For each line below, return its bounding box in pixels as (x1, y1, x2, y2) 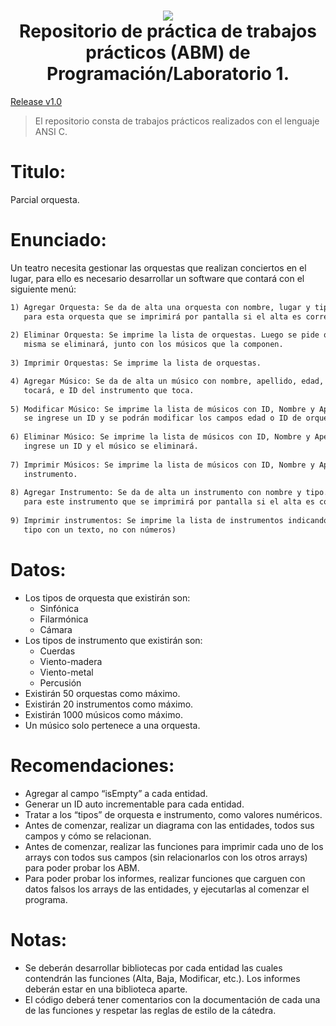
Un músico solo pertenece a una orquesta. (24, 719, 201, 731)
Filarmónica (39, 613, 89, 625)
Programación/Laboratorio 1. (46, 63, 290, 85)
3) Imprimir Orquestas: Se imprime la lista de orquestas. (10, 358, 262, 369)
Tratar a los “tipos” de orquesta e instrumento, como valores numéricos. (24, 808, 323, 820)
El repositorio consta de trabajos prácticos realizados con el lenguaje (34, 115, 320, 127)
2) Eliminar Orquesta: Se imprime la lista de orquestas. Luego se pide (10, 330, 320, 340)
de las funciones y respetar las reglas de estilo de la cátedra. (24, 1004, 277, 1016)
